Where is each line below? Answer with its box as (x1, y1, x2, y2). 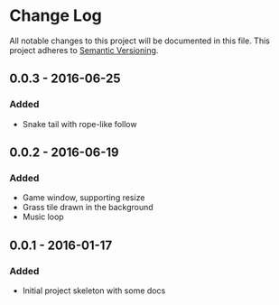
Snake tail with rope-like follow (22, 118, 137, 129)
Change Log (9, 5, 102, 26)
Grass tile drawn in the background (22, 202, 153, 213)
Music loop (22, 211, 65, 222)
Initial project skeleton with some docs (22, 285, 166, 296)
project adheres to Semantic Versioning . (9, 44, 159, 55)
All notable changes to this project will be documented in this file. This (9, 35, 271, 46)
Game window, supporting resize (22, 192, 145, 203)
